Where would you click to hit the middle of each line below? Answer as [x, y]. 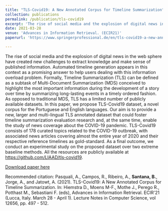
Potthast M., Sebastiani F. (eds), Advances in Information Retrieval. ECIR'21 [82, 192]
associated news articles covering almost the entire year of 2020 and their [82, 136]
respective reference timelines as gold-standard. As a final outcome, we [79, 141]
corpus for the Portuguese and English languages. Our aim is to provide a [81, 109]
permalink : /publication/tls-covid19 [44, 19]
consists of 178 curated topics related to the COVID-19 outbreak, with [76, 130]
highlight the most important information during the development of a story [82, 88]
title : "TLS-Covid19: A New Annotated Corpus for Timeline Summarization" [85, 10]
